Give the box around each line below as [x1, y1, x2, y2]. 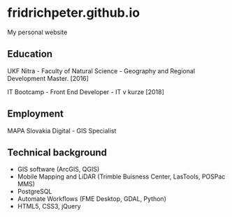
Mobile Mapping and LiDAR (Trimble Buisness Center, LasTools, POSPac [17, 172, 226, 181]
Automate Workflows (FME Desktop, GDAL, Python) [17, 195, 166, 203]
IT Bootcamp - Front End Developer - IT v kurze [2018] [7, 87, 164, 96]
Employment [7, 108, 64, 120]
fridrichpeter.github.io [7, 5, 140, 21]
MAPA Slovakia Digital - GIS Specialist [7, 126, 117, 135]
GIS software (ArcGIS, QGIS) [17, 165, 100, 174]
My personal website [7, 28, 68, 36]
